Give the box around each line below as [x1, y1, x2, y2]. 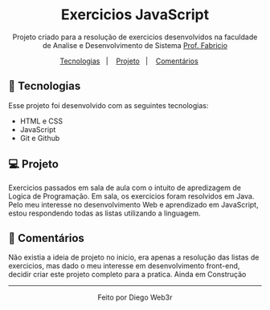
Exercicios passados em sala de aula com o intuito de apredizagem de [8, 183, 241, 192]
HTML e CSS [19, 116, 63, 126]
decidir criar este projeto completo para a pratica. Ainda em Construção [8, 270, 247, 280]
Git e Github [19, 133, 60, 143]
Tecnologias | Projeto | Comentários [59, 56, 198, 66]
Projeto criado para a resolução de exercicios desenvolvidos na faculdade [12, 32, 258, 42]
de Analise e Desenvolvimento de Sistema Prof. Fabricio [43, 40, 227, 50]
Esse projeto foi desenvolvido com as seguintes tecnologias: [8, 100, 209, 110]
